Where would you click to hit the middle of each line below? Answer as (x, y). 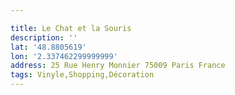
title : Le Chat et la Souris (71, 28)
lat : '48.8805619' (48, 47)
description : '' (44, 37)
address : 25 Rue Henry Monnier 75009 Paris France (118, 66)
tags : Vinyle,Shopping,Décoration (82, 75)
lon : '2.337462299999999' (64, 56)
